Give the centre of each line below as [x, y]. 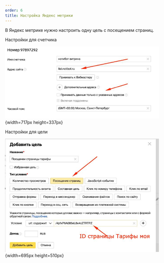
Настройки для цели [26, 132]
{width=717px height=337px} [34, 122]
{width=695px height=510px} [35, 256]
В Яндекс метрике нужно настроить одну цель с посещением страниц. [80, 30]
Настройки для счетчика [31, 40]
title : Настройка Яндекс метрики [39, 15]
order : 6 [14, 10]
